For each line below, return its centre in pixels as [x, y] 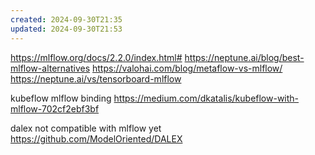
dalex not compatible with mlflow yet [86, 128]
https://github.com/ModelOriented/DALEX [96, 138]
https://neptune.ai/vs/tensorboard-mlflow [96, 78]
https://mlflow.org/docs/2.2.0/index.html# [96, 57]
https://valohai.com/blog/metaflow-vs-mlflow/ [187, 68]
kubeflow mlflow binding [61, 98]
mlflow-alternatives [50, 68]
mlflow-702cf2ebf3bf [55, 108]
